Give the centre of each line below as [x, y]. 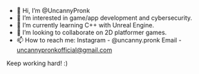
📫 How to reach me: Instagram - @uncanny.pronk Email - [99, 40]
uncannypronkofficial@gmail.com [64, 50]
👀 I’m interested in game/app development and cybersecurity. [104, 18]
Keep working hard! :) [37, 63]
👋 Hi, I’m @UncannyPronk [53, 11]
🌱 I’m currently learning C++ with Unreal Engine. [85, 25]
